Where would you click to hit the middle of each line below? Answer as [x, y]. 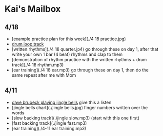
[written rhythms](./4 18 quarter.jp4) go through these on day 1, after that [85, 49]
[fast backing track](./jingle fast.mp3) [49, 123]
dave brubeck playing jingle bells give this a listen [61, 102]
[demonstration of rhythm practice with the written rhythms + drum [79, 59]
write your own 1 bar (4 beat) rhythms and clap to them [67, 54]
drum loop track [28, 44]
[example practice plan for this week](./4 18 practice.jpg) [69, 39]
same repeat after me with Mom [44, 75]
